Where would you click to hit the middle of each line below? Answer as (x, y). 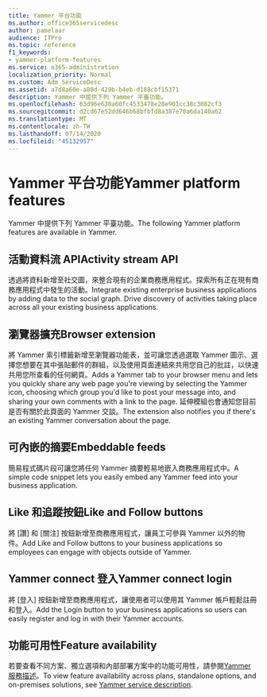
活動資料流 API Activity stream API (93, 259)
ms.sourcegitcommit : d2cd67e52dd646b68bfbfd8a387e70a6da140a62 (115, 112)
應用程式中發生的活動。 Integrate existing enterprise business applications (135, 290)
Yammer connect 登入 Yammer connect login (120, 579)
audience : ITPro (35, 38)
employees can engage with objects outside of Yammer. (100, 552)
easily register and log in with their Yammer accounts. (96, 618)
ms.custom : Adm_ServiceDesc (55, 82)
